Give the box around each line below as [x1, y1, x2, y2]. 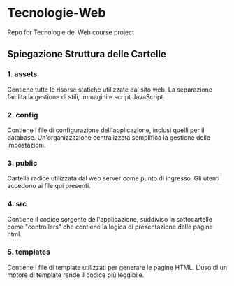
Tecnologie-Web [7, 5, 106, 21]
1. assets [7, 69, 38, 79]
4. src [7, 199, 27, 209]
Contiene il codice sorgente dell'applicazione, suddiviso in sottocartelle [7, 215, 213, 223]
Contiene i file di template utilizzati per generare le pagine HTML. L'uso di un [7, 263, 228, 271]
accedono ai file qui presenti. [7, 182, 91, 190]
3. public [7, 158, 38, 168]
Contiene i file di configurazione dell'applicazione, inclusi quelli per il [7, 126, 205, 134]
